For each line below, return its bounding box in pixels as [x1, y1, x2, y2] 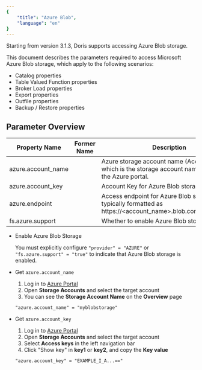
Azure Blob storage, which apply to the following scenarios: [6, 60, 154, 68]
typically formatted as [101, 200, 164, 208]
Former [74, 139, 96, 148]
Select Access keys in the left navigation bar [23, 340, 135, 347]
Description [152, 143, 186, 152]
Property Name [16, 143, 61, 152]
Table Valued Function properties [14, 78, 97, 86]
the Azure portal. [101, 173, 149, 181]
